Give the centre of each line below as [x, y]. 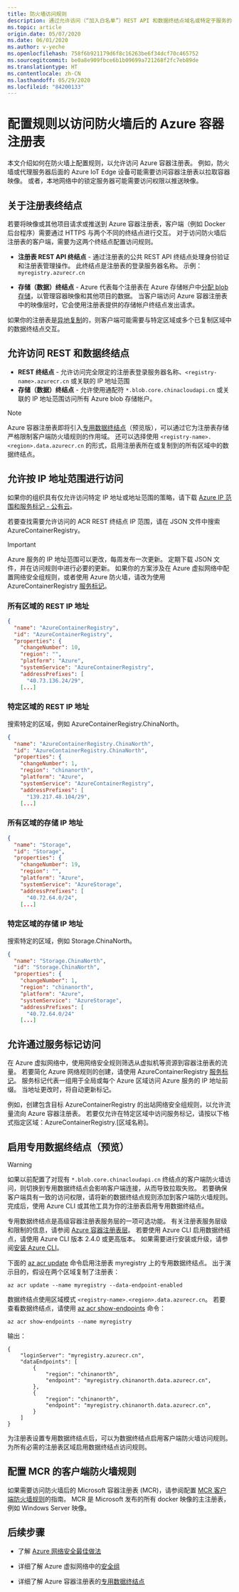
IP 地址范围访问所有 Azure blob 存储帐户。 [94, 399]
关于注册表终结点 [45, 205]
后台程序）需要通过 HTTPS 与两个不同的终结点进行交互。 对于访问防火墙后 [117, 233]
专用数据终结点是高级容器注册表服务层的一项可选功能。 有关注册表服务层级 [117, 1221]
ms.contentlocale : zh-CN [44, 73]
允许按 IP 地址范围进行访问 [65, 479]
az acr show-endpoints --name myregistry [70, 1322]
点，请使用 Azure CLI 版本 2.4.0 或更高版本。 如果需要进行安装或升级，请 [115, 1238]
